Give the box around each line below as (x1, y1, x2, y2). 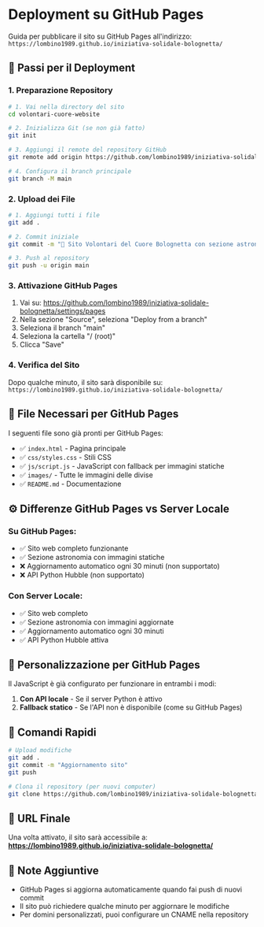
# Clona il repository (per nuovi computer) (8, 782, 156, 791)
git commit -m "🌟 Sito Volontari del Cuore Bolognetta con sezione (8, 240, 234, 248)
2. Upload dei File (8, 193, 76, 204)
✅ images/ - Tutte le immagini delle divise (19, 470, 153, 480)
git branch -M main (8, 175, 72, 183)
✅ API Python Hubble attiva (19, 635, 108, 644)
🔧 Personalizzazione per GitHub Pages (8, 658, 200, 671)
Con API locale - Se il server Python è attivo (19, 695, 163, 704)
